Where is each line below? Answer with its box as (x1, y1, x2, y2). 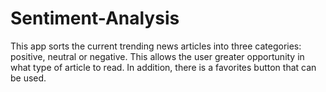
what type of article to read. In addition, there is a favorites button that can (10, 61, 317, 73)
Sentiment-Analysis (10, 7, 180, 30)
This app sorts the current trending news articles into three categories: (10, 40, 302, 52)
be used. (10, 72, 47, 84)
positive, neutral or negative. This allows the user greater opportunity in (10, 50, 305, 62)
